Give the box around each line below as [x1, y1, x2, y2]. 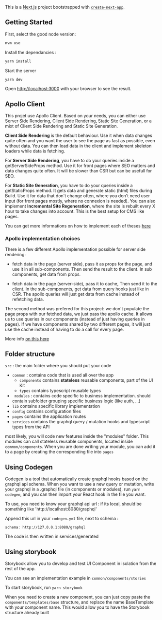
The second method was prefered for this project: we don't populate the [5, 305, 149, 311]
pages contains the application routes [12, 413, 86, 419]
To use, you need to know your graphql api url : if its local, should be [5, 501, 142, 507]
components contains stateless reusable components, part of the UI [19, 377, 153, 383]
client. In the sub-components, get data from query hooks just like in [12, 286, 149, 292]
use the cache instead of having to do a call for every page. [5, 326, 124, 332]
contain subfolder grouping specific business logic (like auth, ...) [12, 398, 141, 404]
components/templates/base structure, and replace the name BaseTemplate [5, 599, 154, 605]
